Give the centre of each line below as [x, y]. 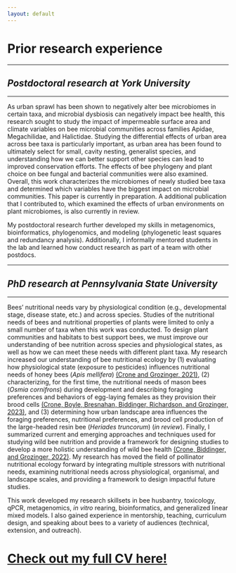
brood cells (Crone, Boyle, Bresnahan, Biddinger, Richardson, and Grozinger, [118, 405]
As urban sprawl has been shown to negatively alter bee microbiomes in [112, 107]
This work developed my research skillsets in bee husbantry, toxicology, [112, 500]
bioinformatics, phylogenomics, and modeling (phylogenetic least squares [114, 232]
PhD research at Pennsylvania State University [112, 283]
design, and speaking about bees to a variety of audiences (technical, [108, 523]
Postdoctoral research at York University [99, 83]
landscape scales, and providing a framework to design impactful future [111, 479]
